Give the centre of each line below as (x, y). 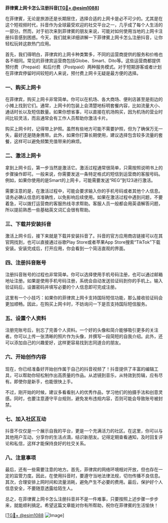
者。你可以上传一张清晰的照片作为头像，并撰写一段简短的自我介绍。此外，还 (84, 337)
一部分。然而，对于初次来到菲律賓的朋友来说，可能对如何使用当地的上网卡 (82, 31)
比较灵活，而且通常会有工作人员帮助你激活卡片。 (60, 118)
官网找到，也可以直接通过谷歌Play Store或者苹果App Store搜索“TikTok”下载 (83, 242)
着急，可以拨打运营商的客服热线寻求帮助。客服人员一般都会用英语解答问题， (84, 203)
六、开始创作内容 (26, 357)
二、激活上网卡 (23, 156)
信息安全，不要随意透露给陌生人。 (40, 488)
